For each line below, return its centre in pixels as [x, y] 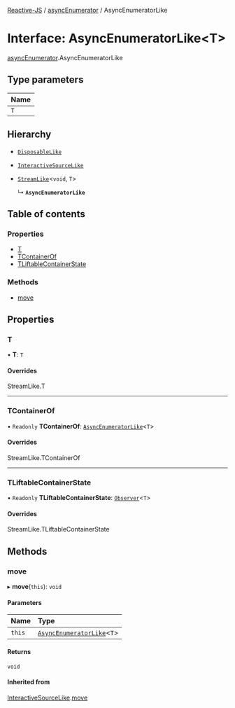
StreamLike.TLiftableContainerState [58, 529]
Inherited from [29, 682]
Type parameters [45, 80]
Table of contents [46, 214]
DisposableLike [40, 152]
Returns [19, 651]
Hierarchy [29, 135]
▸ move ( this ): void [35, 587]
